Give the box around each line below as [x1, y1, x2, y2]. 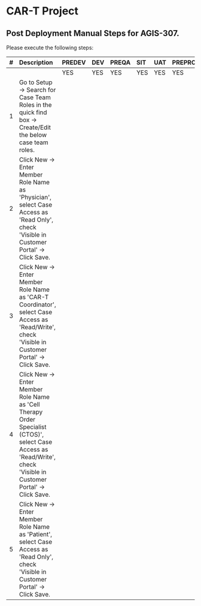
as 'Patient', [19, 530, 53, 538]
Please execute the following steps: [6, 44, 94, 51]
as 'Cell [19, 401, 40, 408]
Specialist [19, 423, 47, 431]
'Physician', [19, 193, 52, 201]
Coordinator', [19, 300, 56, 309]
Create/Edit [19, 123, 51, 132]
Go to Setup [19, 78, 53, 86]
